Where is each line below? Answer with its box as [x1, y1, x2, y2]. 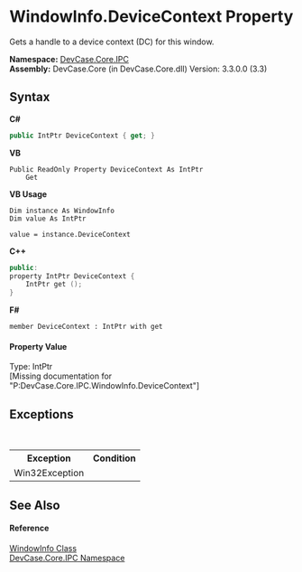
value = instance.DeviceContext [9, 230, 131, 239]
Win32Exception [14, 467, 85, 480]
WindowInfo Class [9, 542, 78, 553]
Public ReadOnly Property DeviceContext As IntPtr [9, 164, 204, 173]
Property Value [9, 341, 68, 352]
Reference [9, 522, 50, 534]
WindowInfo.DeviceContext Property [9, 6, 294, 27]
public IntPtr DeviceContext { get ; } [9, 131, 155, 140]
